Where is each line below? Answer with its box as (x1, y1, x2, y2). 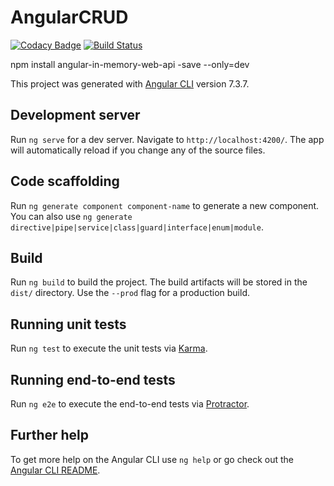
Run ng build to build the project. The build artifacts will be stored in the (10, 276, 308, 288)
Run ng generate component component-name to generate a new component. (10, 199, 320, 211)
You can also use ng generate (10, 210, 133, 222)
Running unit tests (10, 316, 127, 333)
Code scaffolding (10, 173, 120, 190)
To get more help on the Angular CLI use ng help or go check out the (10, 453, 294, 465)
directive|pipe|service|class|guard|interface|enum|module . (10, 221, 264, 233)
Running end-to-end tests (10, 371, 176, 388)
